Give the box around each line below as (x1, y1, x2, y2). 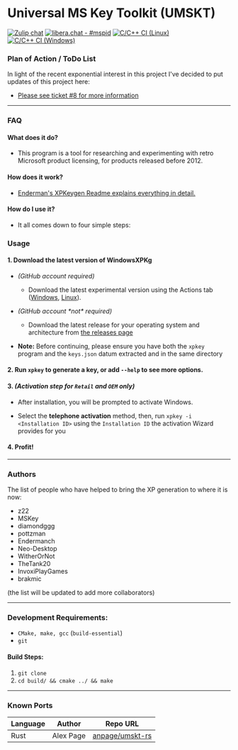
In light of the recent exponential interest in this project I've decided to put (7, 70, 223, 79)
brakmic (17, 575, 42, 583)
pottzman (17, 529, 46, 538)
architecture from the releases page (28, 328, 133, 337)
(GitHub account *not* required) (17, 307, 113, 315)
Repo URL (105, 719, 140, 729)
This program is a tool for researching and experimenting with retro (17, 149, 214, 158)
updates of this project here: (7, 77, 91, 86)
